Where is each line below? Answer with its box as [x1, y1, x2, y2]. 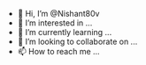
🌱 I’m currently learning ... [17, 27, 112, 37]
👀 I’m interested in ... [17, 18, 93, 28]
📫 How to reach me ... [17, 47, 100, 56]
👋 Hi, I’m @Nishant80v [17, 9, 100, 18]
